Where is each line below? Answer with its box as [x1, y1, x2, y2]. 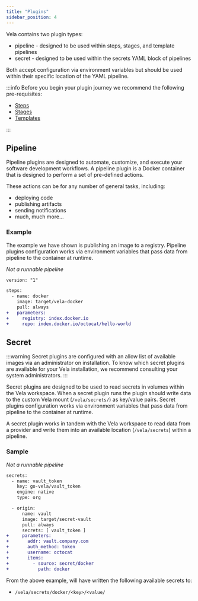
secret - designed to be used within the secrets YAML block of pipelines [14, 55, 191, 62]
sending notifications [14, 207, 66, 214]
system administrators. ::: [6, 372, 68, 379]
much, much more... [14, 213, 64, 220]
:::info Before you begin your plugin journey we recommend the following [6, 84, 185, 91]
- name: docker [11, 293, 49, 300]
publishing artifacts [14, 201, 62, 208]
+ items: [6, 555, 44, 561]
